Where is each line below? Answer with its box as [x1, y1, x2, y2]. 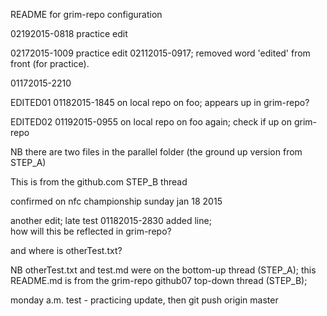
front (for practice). [10, 58, 90, 69]
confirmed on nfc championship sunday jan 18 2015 [10, 195, 223, 207]
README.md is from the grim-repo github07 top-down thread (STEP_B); [10, 275, 308, 286]
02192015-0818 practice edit [10, 28, 128, 39]
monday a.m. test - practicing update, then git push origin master [10, 294, 279, 306]
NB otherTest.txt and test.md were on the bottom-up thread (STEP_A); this [10, 264, 317, 276]
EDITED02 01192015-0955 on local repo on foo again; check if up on [10, 116, 292, 128]
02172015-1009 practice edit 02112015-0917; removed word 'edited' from [10, 47, 311, 59]
